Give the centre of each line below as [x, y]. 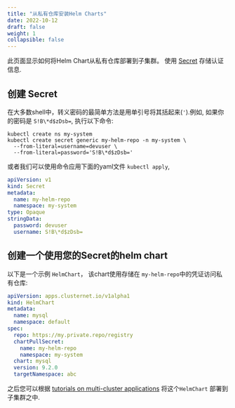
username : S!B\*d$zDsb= [48, 232]
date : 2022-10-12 [33, 20]
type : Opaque [26, 212]
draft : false [26, 27]
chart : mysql [33, 361]
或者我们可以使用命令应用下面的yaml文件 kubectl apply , [89, 166]
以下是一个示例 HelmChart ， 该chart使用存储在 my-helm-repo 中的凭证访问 [112, 274]
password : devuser [41, 225]
